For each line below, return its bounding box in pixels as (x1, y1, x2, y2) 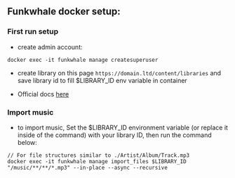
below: (17, 138, 37, 146)
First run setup (7, 27, 59, 37)
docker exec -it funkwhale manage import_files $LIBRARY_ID (7, 158, 187, 165)
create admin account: (17, 42, 83, 51)
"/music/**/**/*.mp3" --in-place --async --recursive (7, 164, 168, 171)
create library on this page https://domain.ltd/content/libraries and (17, 68, 222, 77)
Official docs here (17, 89, 69, 98)
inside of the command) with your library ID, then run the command (17, 130, 212, 139)
